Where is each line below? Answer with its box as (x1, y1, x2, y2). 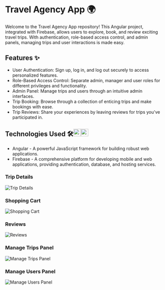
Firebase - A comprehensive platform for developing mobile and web (12, 156, 153, 162)
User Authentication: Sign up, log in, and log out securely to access (12, 67, 149, 73)
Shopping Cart (5, 197, 41, 204)
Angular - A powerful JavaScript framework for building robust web (12, 145, 149, 151)
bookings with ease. (12, 103, 53, 109)
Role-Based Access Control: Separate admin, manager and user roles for (12, 77, 161, 83)
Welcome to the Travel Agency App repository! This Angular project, (5, 23, 144, 30)
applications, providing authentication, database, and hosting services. (12, 161, 156, 167)
